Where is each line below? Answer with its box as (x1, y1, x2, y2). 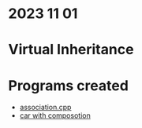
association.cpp (19, 103, 72, 112)
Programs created (8, 76, 129, 94)
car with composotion (19, 111, 91, 120)
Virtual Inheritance (8, 41, 134, 59)
